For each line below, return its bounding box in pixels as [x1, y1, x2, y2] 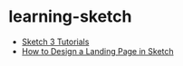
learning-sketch [8, 6, 132, 27]
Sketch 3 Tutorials [21, 36, 90, 47]
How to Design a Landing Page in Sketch [21, 45, 174, 56]
